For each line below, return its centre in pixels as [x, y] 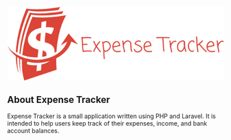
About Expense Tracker [58, 100]
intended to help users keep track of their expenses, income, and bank [107, 124]
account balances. [33, 131]
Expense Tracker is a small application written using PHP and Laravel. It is [112, 116]
